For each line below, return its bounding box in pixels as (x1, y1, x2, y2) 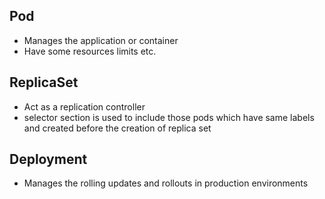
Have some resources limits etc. (23, 45, 157, 57)
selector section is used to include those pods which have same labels (23, 111, 315, 123)
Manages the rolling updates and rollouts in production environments (23, 177, 309, 189)
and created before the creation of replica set (23, 122, 212, 134)
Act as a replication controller (23, 100, 146, 113)
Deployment (9, 151, 88, 168)
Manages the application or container (23, 34, 179, 46)
